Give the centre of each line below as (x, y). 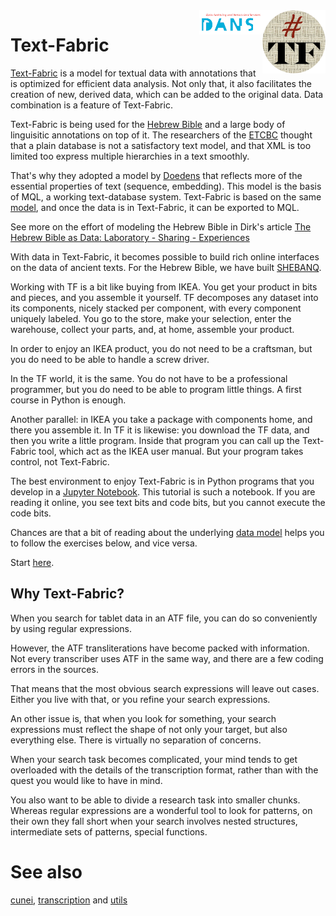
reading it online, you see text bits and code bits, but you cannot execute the (168, 502)
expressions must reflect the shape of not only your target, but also (149, 729)
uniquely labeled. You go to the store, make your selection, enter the (151, 318)
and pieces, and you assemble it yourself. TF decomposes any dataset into (164, 297)
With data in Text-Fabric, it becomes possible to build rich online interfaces (165, 256)
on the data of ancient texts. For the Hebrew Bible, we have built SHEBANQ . (166, 267)
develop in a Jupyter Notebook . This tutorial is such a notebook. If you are (163, 491)
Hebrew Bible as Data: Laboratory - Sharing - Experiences (130, 237)
